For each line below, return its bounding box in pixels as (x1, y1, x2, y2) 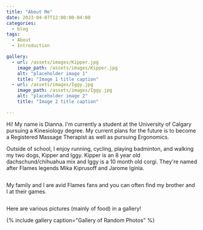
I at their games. (6, 188, 47, 195)
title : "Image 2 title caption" (17, 99, 99, 105)
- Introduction (12, 43, 50, 49)
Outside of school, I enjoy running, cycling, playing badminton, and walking (6, 145, 194, 152)
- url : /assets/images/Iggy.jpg (12, 82, 94, 88)
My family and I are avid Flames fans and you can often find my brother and (6, 181, 195, 188)
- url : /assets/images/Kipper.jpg (12, 59, 99, 65)
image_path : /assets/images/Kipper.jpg (17, 65, 118, 71)
